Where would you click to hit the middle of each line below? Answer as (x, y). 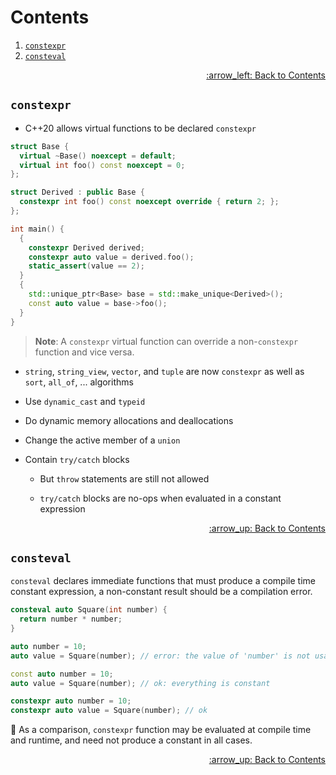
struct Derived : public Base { (77, 192)
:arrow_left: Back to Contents (266, 75)
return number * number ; (71, 619)
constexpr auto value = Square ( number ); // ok (109, 711)
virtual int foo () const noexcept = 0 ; (102, 165)
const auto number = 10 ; (62, 674)
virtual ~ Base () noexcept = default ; (98, 156)
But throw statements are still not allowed (124, 478)
